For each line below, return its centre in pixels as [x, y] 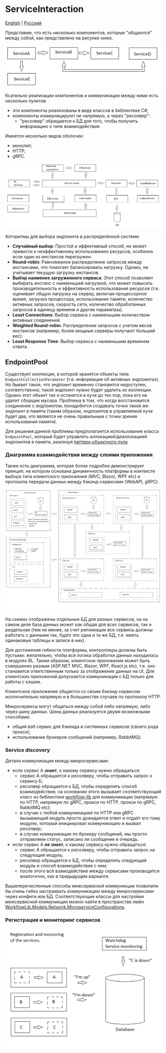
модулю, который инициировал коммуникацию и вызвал [80, 823]
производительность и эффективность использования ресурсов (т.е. [86, 288]
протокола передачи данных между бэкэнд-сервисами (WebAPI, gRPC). [82, 481]
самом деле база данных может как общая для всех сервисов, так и [78, 625]
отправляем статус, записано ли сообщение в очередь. [79, 839]
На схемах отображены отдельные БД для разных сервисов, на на [77, 619]
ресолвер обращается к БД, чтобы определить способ [78, 786]
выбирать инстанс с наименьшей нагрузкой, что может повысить [82, 283]
